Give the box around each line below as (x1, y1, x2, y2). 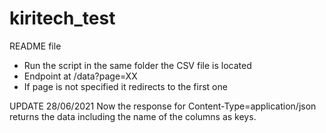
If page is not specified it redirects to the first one (23, 80, 228, 92)
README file (9, 40, 62, 52)
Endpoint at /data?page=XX (23, 70, 138, 82)
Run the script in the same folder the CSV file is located (23, 59, 252, 71)
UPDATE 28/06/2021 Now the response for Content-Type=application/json (9, 100, 317, 112)
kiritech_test (9, 7, 116, 30)
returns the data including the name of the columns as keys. (9, 110, 257, 122)
